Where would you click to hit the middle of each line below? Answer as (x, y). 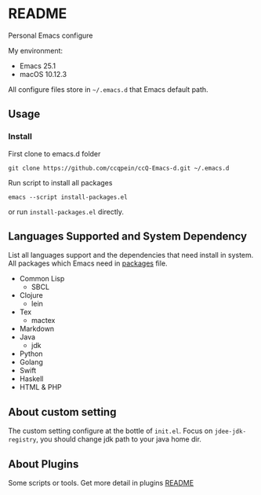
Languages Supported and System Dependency (128, 236)
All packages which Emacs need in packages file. (88, 263)
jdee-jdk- (230, 432)
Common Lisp (42, 279)
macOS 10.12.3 (43, 74)
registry (22, 440)
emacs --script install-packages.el (68, 197)
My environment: (36, 50)
